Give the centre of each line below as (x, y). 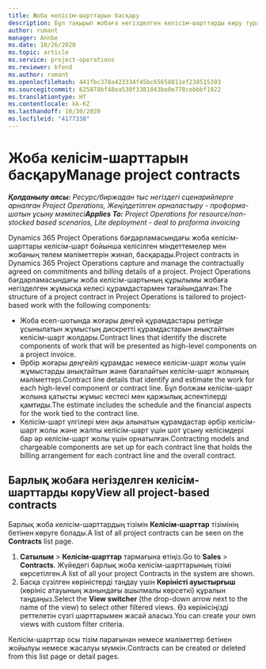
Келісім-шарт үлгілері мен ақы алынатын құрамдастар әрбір (123, 421)
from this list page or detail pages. (64, 656)
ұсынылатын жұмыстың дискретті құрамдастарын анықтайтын (127, 329)
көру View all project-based (140, 493)
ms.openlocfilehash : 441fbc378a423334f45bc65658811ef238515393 (115, 82)
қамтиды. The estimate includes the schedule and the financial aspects (135, 405)
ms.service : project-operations (61, 60)
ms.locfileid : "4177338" (49, 119)
